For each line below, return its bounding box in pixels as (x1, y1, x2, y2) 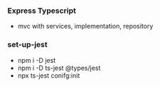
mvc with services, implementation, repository (17, 22, 154, 31)
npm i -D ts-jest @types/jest (17, 63, 101, 72)
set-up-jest (7, 40, 48, 50)
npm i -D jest (17, 56, 56, 64)
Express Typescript (7, 6, 77, 16)
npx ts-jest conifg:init (17, 71, 80, 80)
